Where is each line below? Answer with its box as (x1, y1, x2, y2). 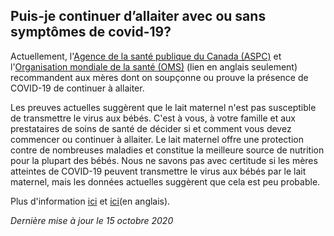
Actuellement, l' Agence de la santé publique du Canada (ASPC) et (10, 50, 282, 62)
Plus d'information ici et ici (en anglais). (10, 195, 171, 207)
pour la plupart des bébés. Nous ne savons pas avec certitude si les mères (10, 154, 318, 166)
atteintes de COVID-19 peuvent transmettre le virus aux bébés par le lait (10, 165, 307, 177)
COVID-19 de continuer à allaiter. (10, 82, 145, 94)
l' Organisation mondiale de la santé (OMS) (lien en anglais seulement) (10, 60, 298, 73)
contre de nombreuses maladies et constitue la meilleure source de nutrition (10, 144, 325, 156)
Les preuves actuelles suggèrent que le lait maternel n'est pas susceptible (10, 101, 317, 113)
